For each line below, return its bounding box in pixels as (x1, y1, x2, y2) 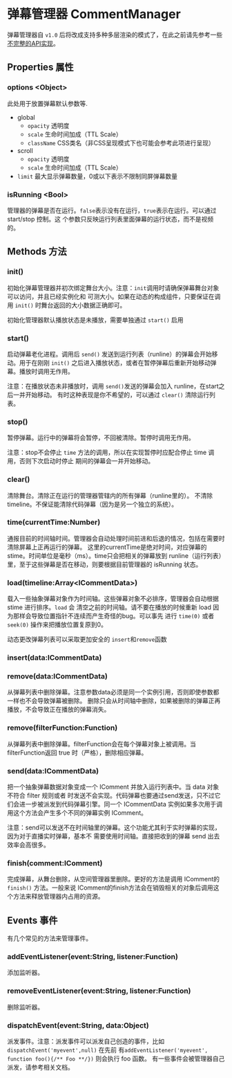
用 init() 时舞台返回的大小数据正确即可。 (7, 300, 126, 309)
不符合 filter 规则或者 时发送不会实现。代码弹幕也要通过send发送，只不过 (7, 791, 215, 800)
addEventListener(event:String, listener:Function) (7, 951, 178, 961)
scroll (17, 146, 33, 154)
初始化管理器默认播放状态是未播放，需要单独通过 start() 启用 (7, 316, 184, 324)
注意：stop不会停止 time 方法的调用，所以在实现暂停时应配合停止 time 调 (7, 448, 215, 457)
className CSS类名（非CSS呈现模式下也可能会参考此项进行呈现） (27, 138, 215, 147)
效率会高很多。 (7, 841, 50, 849)
